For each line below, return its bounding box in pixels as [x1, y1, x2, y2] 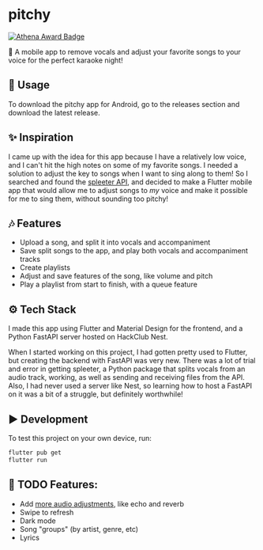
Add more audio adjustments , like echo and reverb [19, 499, 184, 508]
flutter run [8, 456, 47, 464]
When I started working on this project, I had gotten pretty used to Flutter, [8, 347, 248, 357]
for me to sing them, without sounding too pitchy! [8, 194, 168, 203]
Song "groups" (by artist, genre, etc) [19, 524, 139, 533]
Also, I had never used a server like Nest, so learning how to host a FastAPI [8, 381, 253, 391]
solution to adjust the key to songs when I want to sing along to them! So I [8, 169, 249, 178]
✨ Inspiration [8, 131, 73, 144]
